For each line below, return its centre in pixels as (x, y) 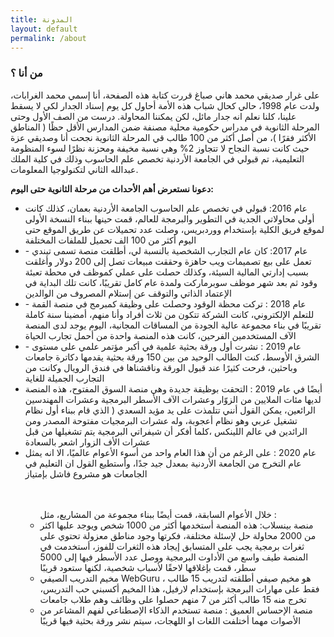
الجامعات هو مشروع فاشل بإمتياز (86, 473)
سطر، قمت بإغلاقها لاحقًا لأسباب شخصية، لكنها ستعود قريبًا (148, 567)
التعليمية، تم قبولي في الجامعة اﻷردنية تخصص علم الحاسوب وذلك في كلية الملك (157, 158)
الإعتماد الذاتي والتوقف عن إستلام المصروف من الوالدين (128, 293)
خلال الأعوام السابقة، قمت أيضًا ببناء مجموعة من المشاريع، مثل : (158, 514)
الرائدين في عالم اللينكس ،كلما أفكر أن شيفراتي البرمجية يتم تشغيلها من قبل (166, 431)
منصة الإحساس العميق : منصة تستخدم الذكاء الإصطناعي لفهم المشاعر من (176, 610)
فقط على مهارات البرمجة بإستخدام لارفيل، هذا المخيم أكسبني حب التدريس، (179, 588)
